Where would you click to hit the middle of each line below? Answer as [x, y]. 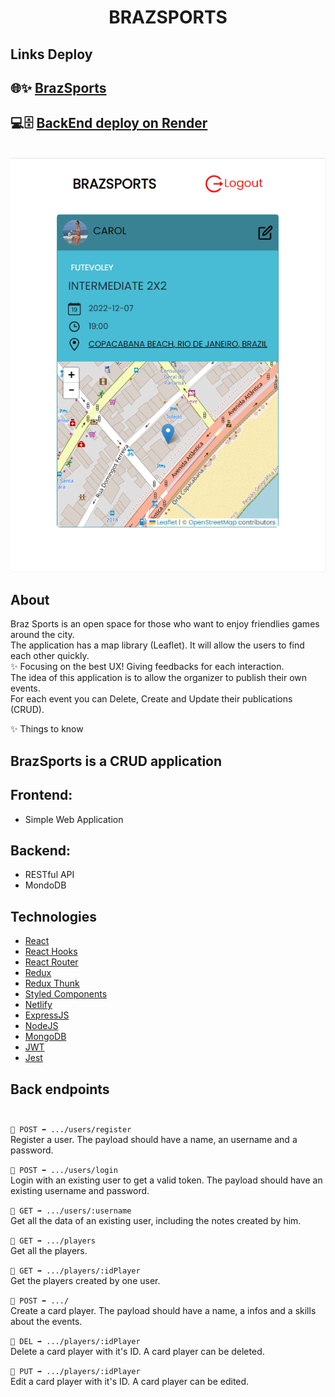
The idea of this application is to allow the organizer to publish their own [159, 678]
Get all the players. [49, 1250]
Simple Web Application [74, 819]
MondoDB [45, 885]
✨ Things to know [47, 729]
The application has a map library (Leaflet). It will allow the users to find [157, 645]
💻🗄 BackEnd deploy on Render [109, 123]
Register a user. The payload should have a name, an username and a [154, 1139]
